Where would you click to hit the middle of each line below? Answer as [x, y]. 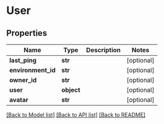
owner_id [23, 80]
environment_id [32, 70]
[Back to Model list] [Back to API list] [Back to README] [76, 115]
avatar [19, 100]
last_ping [23, 60]
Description [103, 50]
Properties [27, 33]
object [71, 90]
